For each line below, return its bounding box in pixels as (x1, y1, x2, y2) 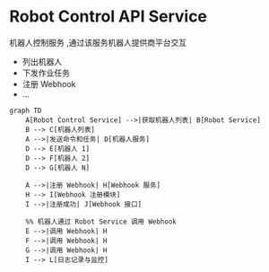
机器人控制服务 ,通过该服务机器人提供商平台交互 (9, 37, 187, 48)
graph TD (9, 106, 42, 115)
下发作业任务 (22, 67, 70, 78)
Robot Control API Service (9, 6, 208, 27)
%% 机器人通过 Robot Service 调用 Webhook (25, 217, 178, 226)
